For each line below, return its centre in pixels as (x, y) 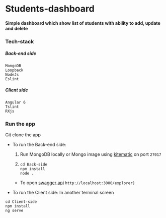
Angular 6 (16, 102)
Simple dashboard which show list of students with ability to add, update (83, 23)
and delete (17, 28)
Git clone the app (23, 135)
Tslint (12, 106)
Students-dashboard (50, 9)
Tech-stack (20, 41)
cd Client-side (21, 202)
